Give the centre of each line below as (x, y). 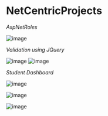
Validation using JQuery (35, 50)
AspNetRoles (22, 27)
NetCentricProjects (54, 11)
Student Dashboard (30, 72)
